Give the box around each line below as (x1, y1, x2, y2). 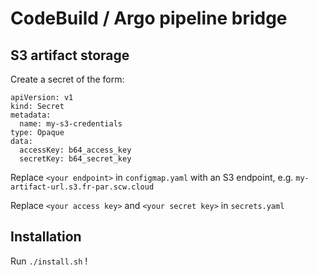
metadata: (10, 110, 52, 120)
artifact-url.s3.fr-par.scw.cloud (10, 182, 155, 192)
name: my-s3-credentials (19, 119, 123, 129)
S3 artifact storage (10, 47, 130, 64)
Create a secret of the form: (10, 73, 125, 85)
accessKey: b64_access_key (19, 145, 132, 155)
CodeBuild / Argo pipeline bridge (10, 7, 288, 30)
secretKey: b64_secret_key (19, 154, 132, 164)
